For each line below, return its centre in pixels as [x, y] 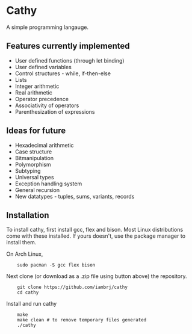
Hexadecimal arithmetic [44, 145]
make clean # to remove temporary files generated [82, 320]
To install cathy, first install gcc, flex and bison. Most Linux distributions [95, 230]
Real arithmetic [34, 92]
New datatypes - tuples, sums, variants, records [75, 196]
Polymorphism [33, 164]
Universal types [34, 177]
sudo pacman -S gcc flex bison [56, 265]
